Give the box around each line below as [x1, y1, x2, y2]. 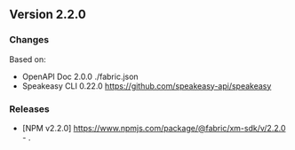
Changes [9, 34, 50, 46]
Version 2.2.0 [9, 7, 86, 22]
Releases [9, 102, 51, 114]
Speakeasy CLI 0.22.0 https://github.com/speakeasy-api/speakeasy [21, 80, 272, 91]
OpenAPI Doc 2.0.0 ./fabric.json [21, 71, 140, 82]
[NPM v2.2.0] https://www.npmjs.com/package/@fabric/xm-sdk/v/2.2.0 [21, 122, 286, 133]
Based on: [9, 53, 46, 65]
